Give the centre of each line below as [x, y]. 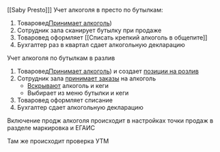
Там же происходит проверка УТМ [58, 141]
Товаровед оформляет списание [65, 100]
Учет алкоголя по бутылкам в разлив [61, 58]
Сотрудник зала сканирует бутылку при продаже [89, 30]
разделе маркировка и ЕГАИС [51, 128]
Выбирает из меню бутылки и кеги [78, 93]
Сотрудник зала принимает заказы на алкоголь [86, 78]
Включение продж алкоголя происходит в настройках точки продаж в [110, 121]
